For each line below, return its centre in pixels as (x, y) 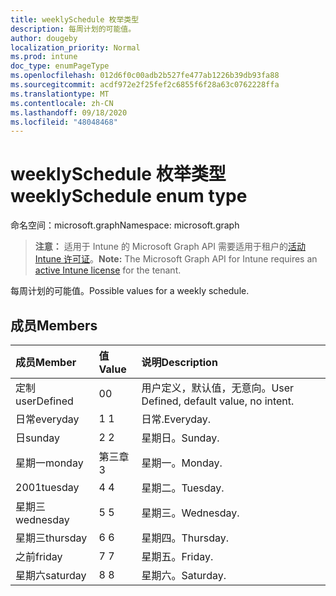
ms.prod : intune (44, 57)
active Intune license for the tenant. (108, 270)
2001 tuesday (47, 487)
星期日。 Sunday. (180, 438)
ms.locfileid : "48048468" (64, 122)
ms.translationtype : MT (60, 94)
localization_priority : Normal (75, 47)
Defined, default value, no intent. (218, 401)
